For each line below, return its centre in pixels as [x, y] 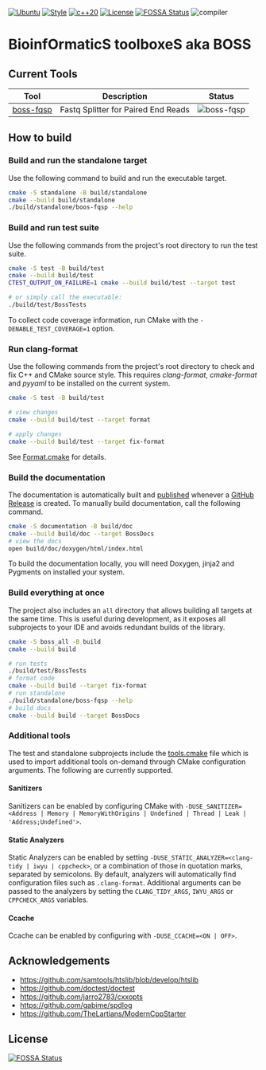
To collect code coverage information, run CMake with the [103, 319]
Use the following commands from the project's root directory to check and [132, 366]
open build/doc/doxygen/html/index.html [76, 549]
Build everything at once [56, 593]
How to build [40, 138]
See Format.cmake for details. [58, 457]
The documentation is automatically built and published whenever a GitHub [131, 495]
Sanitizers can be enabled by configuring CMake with [96, 806]
